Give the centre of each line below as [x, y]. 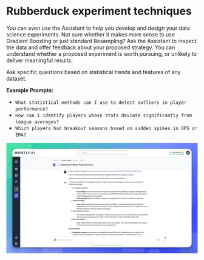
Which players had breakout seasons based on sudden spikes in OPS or [106, 128]
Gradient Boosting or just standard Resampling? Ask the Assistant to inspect [101, 41]
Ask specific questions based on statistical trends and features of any [93, 72]
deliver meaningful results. [39, 60]
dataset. [17, 78]
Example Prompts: [30, 90]
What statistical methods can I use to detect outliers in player [101, 102]
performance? [32, 109]
